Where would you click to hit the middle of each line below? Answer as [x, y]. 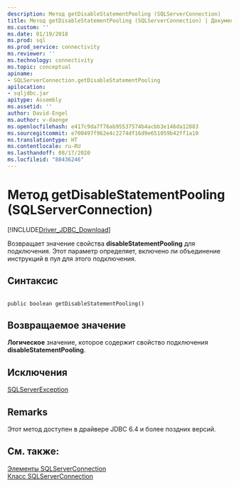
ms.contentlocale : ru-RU [44, 147]
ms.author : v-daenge [38, 120]
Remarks [28, 412]
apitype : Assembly [34, 100]
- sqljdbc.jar [28, 93]
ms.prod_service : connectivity [54, 47]
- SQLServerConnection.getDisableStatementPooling [84, 80]
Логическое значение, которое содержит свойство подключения [108, 342]
